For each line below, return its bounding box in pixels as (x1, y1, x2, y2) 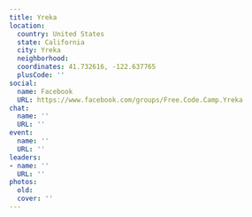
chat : (9, 104, 29, 112)
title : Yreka (9, 12, 57, 22)
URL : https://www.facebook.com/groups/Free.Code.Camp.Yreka (17, 95, 243, 105)
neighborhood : (17, 54, 69, 63)
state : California (17, 37, 86, 47)
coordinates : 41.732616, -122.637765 (17, 63, 157, 72)
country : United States (17, 29, 104, 38)
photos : (9, 178, 38, 187)
